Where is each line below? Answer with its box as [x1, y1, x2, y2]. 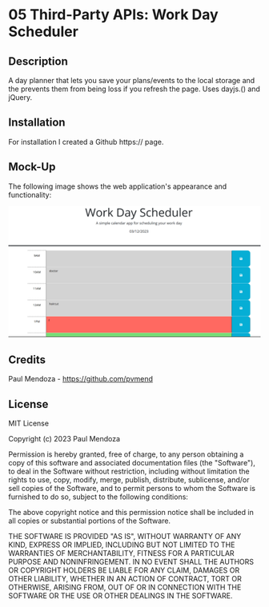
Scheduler [8, 22, 78, 41]
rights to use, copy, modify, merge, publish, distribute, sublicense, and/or [8, 475, 250, 485]
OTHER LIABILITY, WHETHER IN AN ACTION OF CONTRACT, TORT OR [8, 574, 242, 584]
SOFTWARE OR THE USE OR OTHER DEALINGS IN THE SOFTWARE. [8, 591, 233, 601]
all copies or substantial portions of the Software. [8, 516, 171, 525]
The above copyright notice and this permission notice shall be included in [8, 508, 254, 517]
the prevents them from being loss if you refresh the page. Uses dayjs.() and [8, 84, 260, 94]
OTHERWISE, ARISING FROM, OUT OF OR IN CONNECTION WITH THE [8, 582, 242, 593]
